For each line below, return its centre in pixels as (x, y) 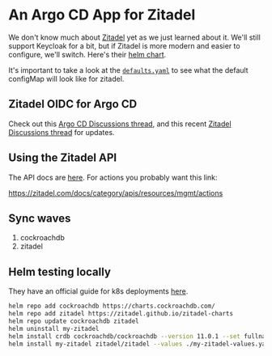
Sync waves (40, 218)
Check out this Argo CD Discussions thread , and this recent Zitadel (120, 124)
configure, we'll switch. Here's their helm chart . (87, 54)
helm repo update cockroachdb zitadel (74, 321)
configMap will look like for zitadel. (66, 78)
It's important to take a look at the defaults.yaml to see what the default (128, 70)
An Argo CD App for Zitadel (102, 15)
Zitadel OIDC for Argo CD (73, 104)
